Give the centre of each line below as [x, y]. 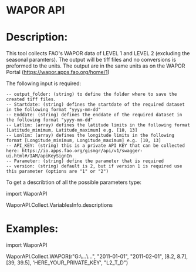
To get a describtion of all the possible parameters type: [74, 182]
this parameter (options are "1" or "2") [58, 172]
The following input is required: [44, 83]
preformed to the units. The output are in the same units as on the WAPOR [96, 66]
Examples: [32, 229]
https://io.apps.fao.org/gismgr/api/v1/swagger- [82, 151]
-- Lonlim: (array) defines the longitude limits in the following [90, 136]
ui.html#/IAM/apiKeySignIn [39, 156]
